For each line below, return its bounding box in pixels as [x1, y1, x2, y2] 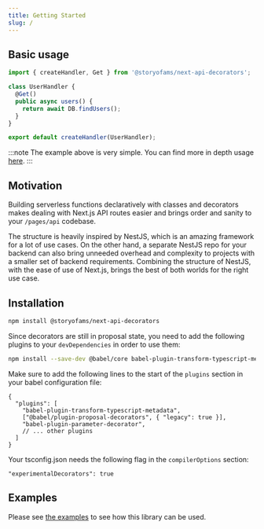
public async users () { [15, 97, 93, 105]
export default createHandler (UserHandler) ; [8, 134, 156, 141]
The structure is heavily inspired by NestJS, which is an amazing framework [8, 232, 255, 241]
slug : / [8, 19, 34, 27]
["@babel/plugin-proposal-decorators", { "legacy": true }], [22, 413, 226, 421]
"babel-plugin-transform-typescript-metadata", [22, 406, 181, 414]
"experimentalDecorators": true [8, 469, 114, 478]
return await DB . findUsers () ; [22, 105, 122, 112]
